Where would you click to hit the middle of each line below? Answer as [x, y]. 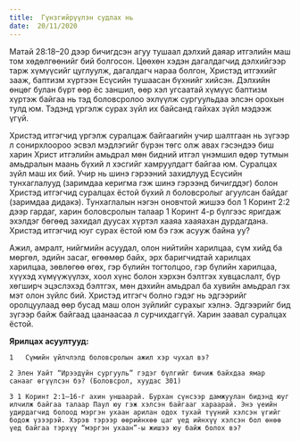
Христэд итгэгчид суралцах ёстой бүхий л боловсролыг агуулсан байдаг [149, 192]
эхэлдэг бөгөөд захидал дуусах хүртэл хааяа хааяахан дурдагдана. [139, 221]
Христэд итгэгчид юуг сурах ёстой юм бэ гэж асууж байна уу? [129, 230]
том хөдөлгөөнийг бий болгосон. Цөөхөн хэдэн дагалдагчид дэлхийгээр [148, 61]
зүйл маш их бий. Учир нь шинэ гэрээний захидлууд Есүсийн [126, 173]
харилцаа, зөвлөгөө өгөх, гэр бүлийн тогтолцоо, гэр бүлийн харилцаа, [143, 267]
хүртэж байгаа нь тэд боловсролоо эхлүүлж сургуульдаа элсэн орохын [146, 98]
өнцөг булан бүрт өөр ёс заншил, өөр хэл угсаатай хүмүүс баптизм [138, 89]
